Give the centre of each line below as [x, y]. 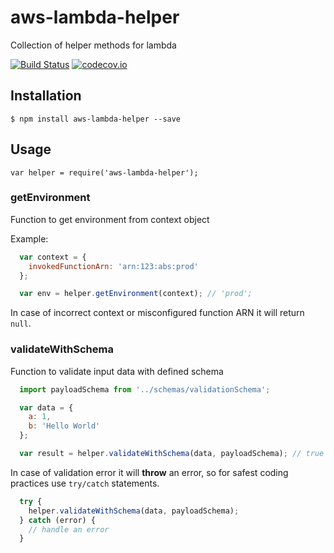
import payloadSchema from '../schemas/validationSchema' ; [145, 389]
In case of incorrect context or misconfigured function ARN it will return [157, 313]
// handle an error [69, 529]
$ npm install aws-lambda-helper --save [96, 119]
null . [21, 323]
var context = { [53, 257]
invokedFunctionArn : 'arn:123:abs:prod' [113, 266]
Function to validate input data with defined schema [117, 371]
